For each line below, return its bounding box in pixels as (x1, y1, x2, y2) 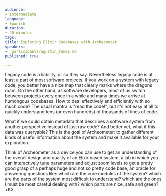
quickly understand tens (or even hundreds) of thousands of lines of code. (5, 109, 158, 115)
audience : (5, 7, 26, 12)
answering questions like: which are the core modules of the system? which (5, 171, 161, 177)
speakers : (5, 44, 26, 49)
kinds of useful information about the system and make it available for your (5, 134, 159, 140)
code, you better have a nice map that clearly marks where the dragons (5, 82, 152, 88)
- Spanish (5, 21, 26, 26)
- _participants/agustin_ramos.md (5, 49, 77, 54)
